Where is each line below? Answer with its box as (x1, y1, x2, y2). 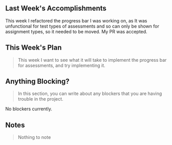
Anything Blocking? (5, 77, 70, 86)
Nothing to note (17, 134, 51, 140)
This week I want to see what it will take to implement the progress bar (17, 57, 167, 63)
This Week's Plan (5, 43, 62, 52)
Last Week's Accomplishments (5, 4, 106, 13)
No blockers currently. (5, 106, 52, 112)
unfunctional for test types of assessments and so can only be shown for (5, 23, 160, 29)
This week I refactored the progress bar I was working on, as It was (5, 17, 147, 23)
